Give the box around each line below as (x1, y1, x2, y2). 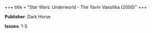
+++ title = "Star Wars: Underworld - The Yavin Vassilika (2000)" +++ (4, 4, 147, 10)
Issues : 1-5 (4, 23, 28, 29)
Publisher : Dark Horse (4, 14, 51, 19)
